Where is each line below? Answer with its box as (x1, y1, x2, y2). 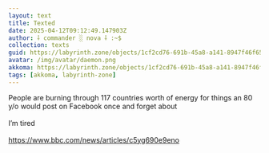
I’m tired (8, 118, 36, 127)
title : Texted (8, 19, 56, 27)
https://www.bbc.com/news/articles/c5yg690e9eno (8, 135, 180, 144)
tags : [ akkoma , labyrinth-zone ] (8, 71, 116, 79)
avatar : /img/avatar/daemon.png (8, 57, 116, 65)
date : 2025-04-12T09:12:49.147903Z (8, 26, 127, 34)
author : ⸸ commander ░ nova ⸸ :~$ (8, 33, 122, 42)
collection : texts (8, 41, 70, 49)
